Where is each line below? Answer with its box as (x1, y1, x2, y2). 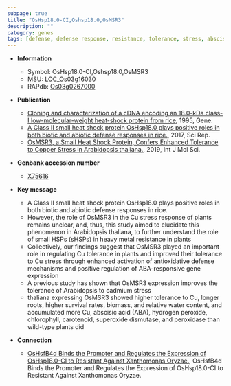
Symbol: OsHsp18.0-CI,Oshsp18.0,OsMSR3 (27, 68, 149, 76)
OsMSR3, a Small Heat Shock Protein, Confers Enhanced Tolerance (27, 138, 219, 146)
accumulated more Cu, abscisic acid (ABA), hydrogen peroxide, (27, 308, 208, 317)
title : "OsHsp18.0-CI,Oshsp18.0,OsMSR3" (7, 16, 125, 23)
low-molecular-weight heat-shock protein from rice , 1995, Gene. (30, 116, 213, 124)
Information (16, 54, 52, 63)
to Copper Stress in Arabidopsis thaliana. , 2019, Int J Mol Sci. (27, 146, 201, 154)
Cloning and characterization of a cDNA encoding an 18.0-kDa (27, 109, 204, 117)
